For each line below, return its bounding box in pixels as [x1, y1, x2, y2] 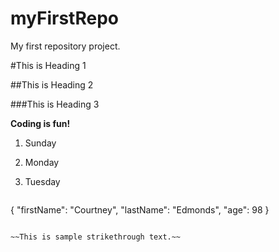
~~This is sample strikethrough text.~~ [10, 232, 182, 242]
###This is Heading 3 [10, 98, 100, 110]
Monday [24, 156, 60, 168]
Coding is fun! [10, 117, 71, 129]
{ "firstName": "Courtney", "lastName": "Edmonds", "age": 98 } [10, 203, 270, 216]
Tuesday [24, 175, 61, 187]
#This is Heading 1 [10, 59, 87, 71]
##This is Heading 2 [10, 78, 94, 91]
